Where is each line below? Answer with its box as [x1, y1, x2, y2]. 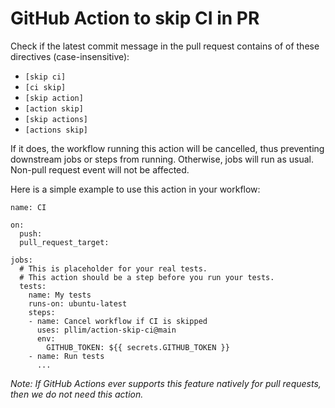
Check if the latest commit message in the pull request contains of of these [10, 40, 320, 52]
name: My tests [28, 290, 92, 300]
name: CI [10, 202, 47, 212]
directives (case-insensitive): [10, 50, 130, 62]
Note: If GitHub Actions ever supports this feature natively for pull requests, [10, 377, 322, 389]
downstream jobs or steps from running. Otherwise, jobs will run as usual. [10, 153, 315, 165]
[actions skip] [24, 125, 89, 135]
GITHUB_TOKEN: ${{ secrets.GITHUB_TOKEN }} [46, 342, 230, 352]
